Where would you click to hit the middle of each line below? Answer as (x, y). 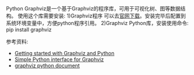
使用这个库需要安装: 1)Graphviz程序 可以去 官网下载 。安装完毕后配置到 (101, 16)
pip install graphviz (29, 30)
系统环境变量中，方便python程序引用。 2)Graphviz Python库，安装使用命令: (97, 23)
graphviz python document (47, 65)
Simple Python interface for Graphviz (59, 59)
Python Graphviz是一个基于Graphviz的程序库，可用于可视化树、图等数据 (93, 8)
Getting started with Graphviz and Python (65, 53)
